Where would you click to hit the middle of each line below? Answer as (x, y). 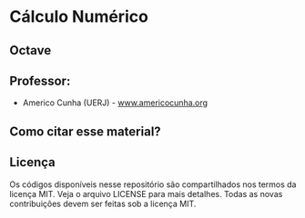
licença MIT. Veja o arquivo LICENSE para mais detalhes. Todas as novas (146, 193)
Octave (30, 50)
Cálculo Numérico (79, 17)
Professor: (40, 80)
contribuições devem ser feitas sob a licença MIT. (103, 203)
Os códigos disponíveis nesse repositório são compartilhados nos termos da (153, 184)
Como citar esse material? (85, 131)
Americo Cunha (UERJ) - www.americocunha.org (115, 103)
